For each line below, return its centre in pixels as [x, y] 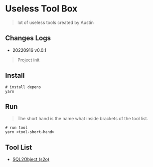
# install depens [23, 87]
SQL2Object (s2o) [31, 160]
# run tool [16, 128]
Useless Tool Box [41, 9]
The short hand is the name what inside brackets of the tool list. [83, 119]
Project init [28, 60]
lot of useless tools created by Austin [55, 22]
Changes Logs [28, 38]
